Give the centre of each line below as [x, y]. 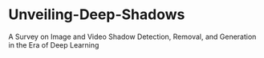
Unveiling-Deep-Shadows [97, 15]
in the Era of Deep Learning [54, 44]
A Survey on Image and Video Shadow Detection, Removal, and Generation [132, 37]
